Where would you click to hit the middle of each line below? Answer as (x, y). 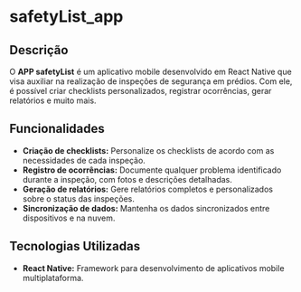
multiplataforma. (53, 278)
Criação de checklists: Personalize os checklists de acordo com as (148, 150)
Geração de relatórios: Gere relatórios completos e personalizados (148, 189)
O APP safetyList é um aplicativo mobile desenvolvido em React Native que (150, 71)
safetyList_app (66, 17)
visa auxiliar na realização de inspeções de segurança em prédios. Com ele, (151, 81)
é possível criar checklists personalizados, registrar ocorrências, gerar (141, 91)
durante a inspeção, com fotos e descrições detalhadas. (127, 179)
